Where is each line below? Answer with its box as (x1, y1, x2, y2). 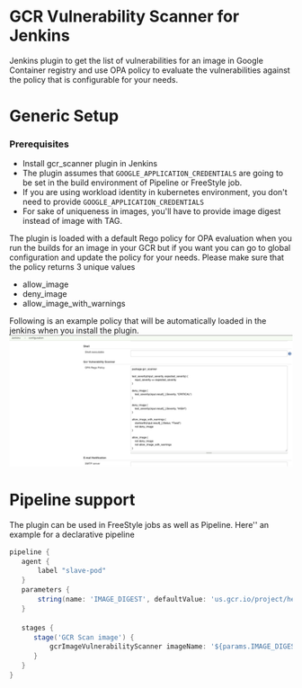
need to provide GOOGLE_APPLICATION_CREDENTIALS (22, 196, 205, 208)
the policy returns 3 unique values (9, 262, 136, 273)
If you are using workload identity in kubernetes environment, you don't (22, 187, 288, 198)
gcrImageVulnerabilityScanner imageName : (49, 642, 207, 651)
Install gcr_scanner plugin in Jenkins (22, 158, 158, 169)
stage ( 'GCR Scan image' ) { (32, 632, 135, 642)
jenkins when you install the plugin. (9, 326, 139, 336)
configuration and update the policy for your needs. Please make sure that (9, 252, 285, 263)
